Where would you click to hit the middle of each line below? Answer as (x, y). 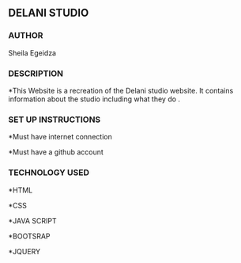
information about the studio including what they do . (94, 99)
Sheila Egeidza (32, 53)
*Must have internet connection (60, 137)
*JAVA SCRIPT (32, 220)
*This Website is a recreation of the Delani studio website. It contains (121, 90)
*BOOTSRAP (29, 236)
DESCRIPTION (36, 73)
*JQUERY (24, 251)
